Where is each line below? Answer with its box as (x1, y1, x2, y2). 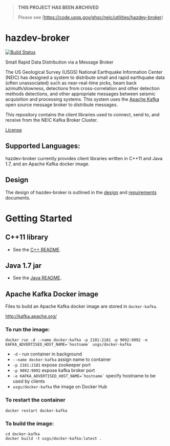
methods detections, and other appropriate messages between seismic (5, 91, 156, 97)
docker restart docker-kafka (5, 408, 68, 413)
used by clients (12, 378, 45, 385)
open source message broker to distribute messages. (5, 101, 118, 108)
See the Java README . (12, 275, 62, 281)
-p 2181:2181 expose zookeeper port (12, 362, 91, 368)
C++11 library (5, 233, 49, 242)
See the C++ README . (12, 246, 61, 252)
